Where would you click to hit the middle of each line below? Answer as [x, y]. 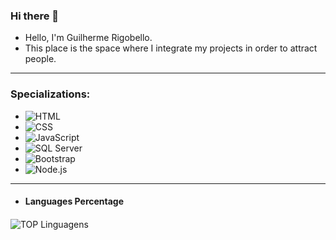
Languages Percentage [74, 201]
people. [40, 59]
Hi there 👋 [35, 16]
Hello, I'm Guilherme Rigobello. [88, 38]
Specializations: [50, 94]
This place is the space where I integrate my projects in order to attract [171, 48]
